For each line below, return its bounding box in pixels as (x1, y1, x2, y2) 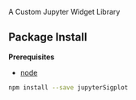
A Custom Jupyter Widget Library (8, 7, 121, 16)
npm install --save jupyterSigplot (8, 83, 129, 92)
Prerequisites (8, 52, 55, 62)
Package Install (8, 30, 87, 44)
